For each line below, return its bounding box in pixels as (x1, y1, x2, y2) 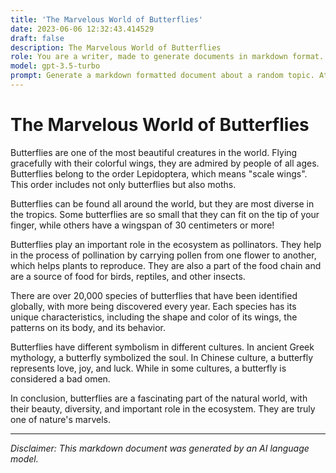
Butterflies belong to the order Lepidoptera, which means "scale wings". (10, 167, 308, 180)
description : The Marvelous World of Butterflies (10, 42, 222, 53)
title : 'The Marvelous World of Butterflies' (10, 14, 203, 25)
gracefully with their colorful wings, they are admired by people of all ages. (10, 157, 320, 169)
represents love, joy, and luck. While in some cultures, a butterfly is (10, 362, 287, 374)
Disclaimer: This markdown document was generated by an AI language (10, 442, 310, 454)
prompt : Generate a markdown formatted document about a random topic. (10, 71, 315, 81)
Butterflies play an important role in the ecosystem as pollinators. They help (10, 238, 322, 250)
